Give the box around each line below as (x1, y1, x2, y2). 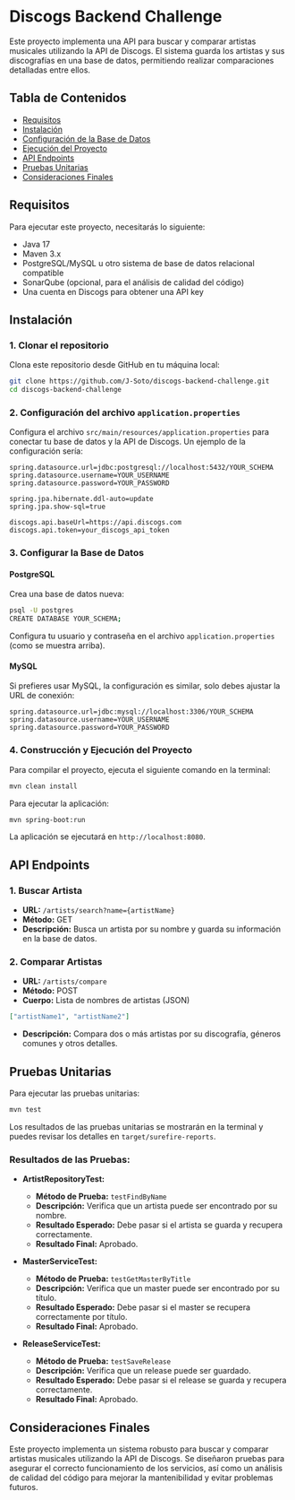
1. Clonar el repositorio (9, 339, 109, 351)
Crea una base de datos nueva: (9, 589, 125, 600)
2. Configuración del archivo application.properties (9, 406, 241, 419)
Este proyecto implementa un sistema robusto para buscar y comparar (9, 1444, 269, 1454)
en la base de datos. (21, 933, 97, 944)
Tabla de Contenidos (9, 91, 127, 106)
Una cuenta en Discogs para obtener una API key (21, 286, 204, 297)
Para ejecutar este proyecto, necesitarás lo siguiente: (9, 221, 206, 232)
